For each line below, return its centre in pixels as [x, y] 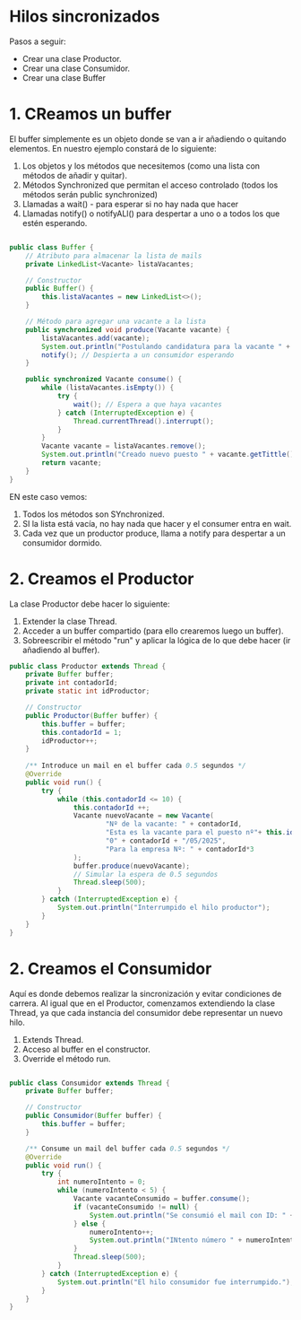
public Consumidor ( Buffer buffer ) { [94, 1116]
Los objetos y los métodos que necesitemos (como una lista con [141, 166]
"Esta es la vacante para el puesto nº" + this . [196, 833]
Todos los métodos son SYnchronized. [93, 514]
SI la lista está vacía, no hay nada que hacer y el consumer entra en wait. [157, 523]
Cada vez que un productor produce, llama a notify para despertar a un [154, 533]
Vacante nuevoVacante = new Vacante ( [144, 816]
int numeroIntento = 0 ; [101, 1182]
